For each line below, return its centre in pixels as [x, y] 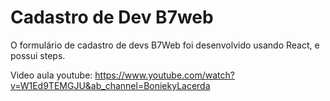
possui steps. [38, 55]
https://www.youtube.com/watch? [164, 75]
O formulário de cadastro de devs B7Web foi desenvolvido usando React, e [165, 45]
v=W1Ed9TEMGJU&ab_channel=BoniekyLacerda [110, 85]
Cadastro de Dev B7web [112, 17]
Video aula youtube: [51, 75]
